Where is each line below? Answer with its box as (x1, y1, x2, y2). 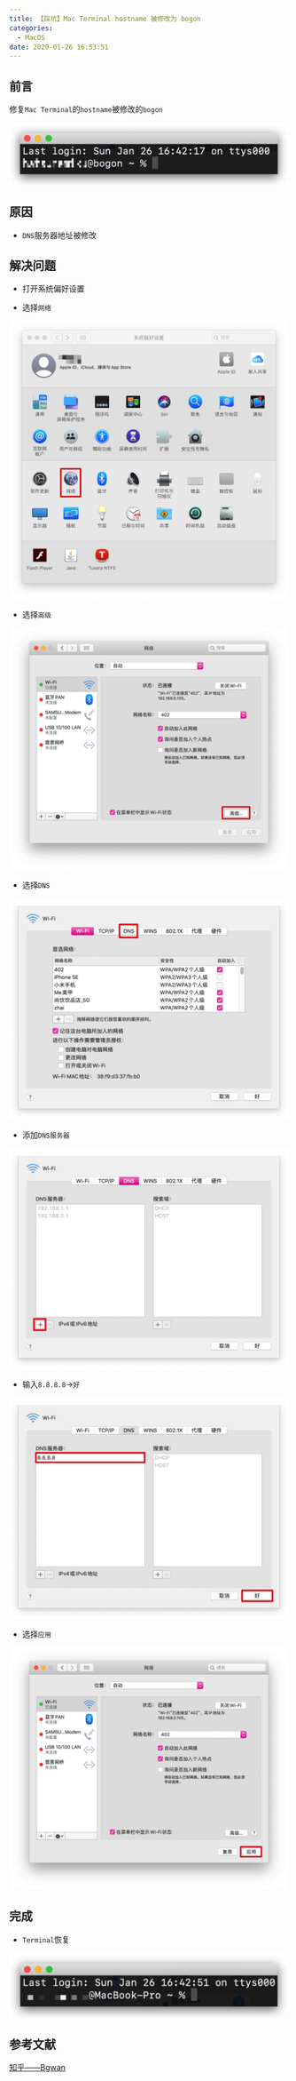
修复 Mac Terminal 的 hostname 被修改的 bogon (9, 104, 163, 115)
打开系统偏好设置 (21, 283, 85, 294)
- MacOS (17, 33, 46, 42)
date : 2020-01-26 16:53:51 (9, 43, 109, 52)
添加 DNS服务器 (21, 1129, 70, 1140)
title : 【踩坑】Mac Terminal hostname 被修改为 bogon (9, 14, 201, 23)
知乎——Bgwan (9, 2062, 66, 2073)
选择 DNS (21, 880, 51, 890)
